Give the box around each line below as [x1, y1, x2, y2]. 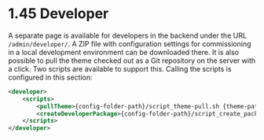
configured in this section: [8, 72, 93, 82]
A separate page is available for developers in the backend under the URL [8, 31, 247, 40]
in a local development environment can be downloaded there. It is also [8, 47, 240, 57]
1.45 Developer [8, 5, 109, 23]
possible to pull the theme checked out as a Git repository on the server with [8, 56, 256, 65]
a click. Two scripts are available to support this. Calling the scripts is [8, 64, 232, 73]
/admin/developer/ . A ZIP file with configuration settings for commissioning [8, 39, 251, 48]
